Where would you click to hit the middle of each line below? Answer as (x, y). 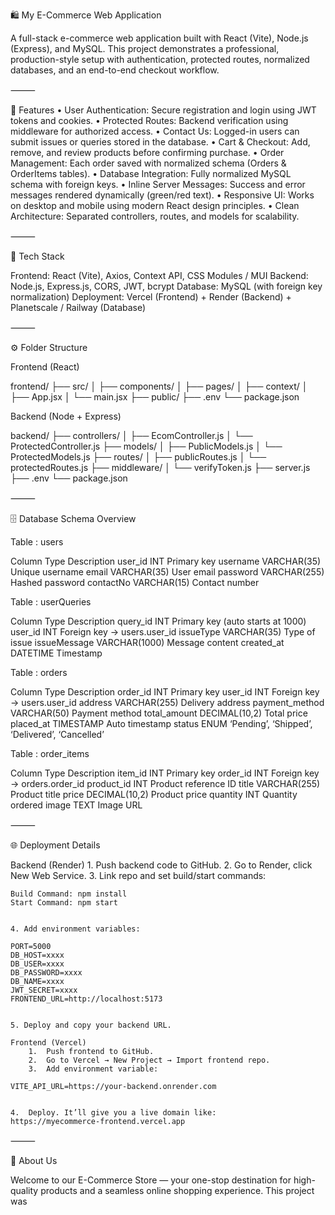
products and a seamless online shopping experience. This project (177, 1190)
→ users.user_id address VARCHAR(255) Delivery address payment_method (167, 702)
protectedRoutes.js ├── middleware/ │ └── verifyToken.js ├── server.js (160, 467)
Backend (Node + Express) (66, 416)
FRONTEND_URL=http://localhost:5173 (86, 999)
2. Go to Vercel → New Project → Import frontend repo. (149, 1060)
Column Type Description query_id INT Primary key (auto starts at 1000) (158, 621)
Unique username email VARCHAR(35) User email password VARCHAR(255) (167, 572)
